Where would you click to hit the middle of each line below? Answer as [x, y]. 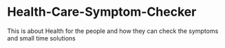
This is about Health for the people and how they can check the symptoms [113, 31]
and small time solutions [41, 38]
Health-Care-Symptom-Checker [102, 12]
